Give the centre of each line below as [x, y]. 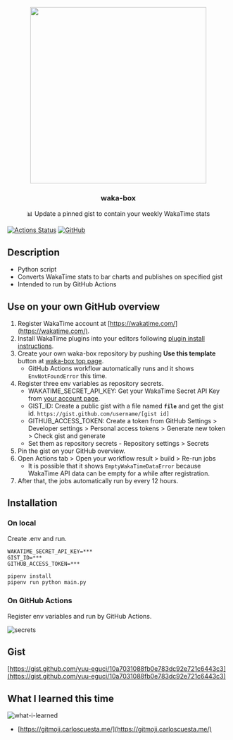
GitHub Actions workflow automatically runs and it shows [111, 368]
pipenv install [30, 576]
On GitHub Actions [40, 601]
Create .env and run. [37, 538]
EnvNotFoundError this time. [68, 376]
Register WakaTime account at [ [64, 323]
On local [22, 523]
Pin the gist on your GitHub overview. [71, 451]
